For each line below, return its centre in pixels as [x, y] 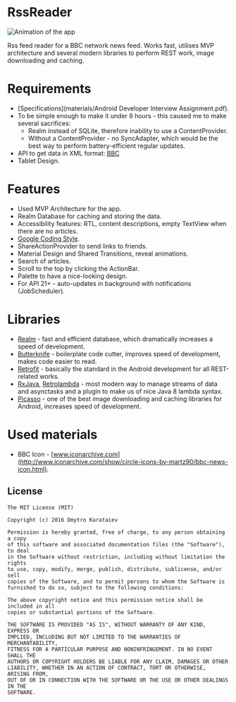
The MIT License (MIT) [41, 508]
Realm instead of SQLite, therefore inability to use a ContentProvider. [128, 130]
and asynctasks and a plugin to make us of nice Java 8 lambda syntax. [120, 391]
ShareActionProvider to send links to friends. [82, 246]
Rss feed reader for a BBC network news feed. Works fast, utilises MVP [111, 45]
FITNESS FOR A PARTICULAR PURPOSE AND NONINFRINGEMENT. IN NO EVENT [110, 649]
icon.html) [32, 469]
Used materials [52, 434]
